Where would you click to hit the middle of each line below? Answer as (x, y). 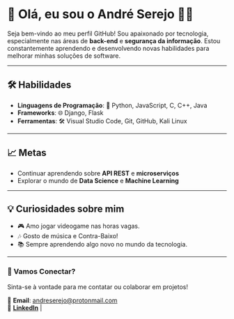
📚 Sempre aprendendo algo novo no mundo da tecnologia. (102, 244)
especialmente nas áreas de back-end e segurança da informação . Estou (114, 40)
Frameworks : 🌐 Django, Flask (60, 112)
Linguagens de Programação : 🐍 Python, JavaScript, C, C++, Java (112, 105)
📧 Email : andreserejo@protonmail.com (62, 300)
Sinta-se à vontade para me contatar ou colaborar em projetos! (97, 287)
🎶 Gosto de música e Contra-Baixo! (68, 236)
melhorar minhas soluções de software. (64, 56)
